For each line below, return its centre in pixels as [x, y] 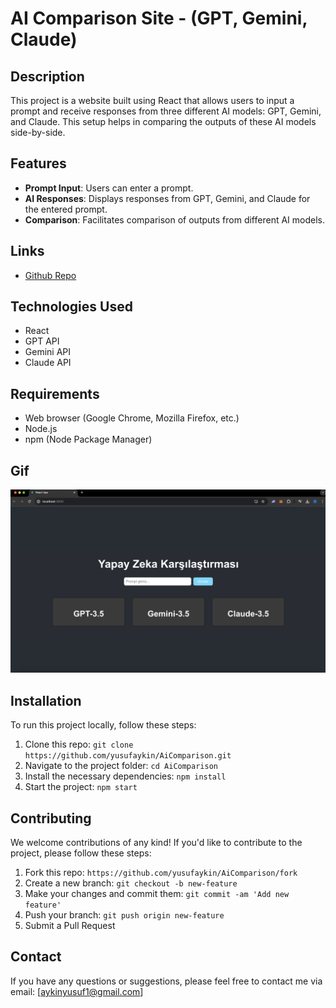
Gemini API [48, 352]
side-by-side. [38, 132]
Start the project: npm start [81, 787]
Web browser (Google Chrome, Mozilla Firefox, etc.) [132, 418]
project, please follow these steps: [81, 853]
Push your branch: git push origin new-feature [124, 915]
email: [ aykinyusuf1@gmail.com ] [77, 991]
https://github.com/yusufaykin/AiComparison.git [128, 756]
